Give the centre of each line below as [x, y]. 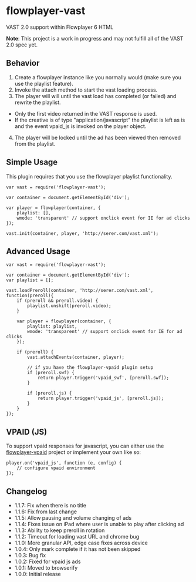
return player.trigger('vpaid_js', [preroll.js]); [101, 398]
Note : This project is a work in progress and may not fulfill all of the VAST [95, 38]
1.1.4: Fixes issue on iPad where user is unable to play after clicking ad [99, 524]
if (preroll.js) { [50, 393]
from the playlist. [35, 144]
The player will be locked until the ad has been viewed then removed [97, 137]
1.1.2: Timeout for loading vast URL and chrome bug [77, 536]
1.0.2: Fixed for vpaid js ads [48, 561]
